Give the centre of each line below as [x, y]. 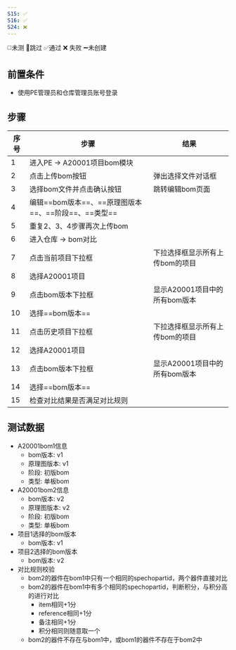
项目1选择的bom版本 [47, 534]
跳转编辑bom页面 [182, 189]
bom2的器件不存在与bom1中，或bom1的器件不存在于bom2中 [115, 639]
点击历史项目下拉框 [61, 332]
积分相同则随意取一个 [69, 630]
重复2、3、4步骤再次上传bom [79, 226]
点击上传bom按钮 [58, 176]
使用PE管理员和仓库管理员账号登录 [67, 93]
